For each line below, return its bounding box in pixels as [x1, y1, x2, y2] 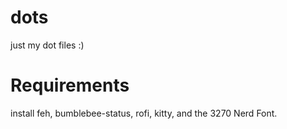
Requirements [10, 74, 130, 97]
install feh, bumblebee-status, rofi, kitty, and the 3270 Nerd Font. [10, 107, 278, 119]
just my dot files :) [10, 39, 85, 51]
